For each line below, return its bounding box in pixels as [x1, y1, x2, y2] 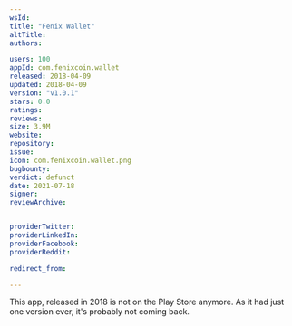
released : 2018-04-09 [9, 72, 92, 81]
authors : [9, 38, 43, 48]
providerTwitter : [9, 223, 75, 232]
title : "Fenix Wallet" [9, 22, 95, 31]
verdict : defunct [9, 173, 75, 182]
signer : [9, 189, 39, 199]
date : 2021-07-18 [9, 181, 75, 190]
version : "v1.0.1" [9, 88, 79, 98]
